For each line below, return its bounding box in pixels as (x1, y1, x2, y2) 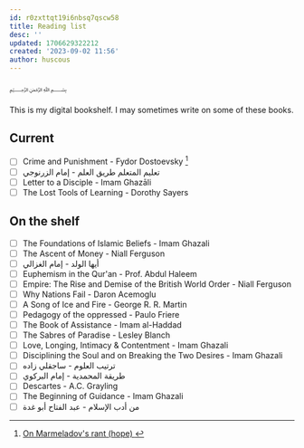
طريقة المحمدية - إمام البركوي (22, 370, 126, 381)
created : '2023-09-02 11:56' (9, 47, 119, 56)
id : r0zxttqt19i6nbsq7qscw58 (9, 13, 119, 23)
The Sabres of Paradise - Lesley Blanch (22, 329, 170, 340)
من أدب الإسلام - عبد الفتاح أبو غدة (22, 401, 140, 412)
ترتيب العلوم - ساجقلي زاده (22, 360, 116, 371)
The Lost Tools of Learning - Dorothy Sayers (22, 186, 189, 197)
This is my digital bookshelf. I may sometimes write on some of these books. (9, 105, 294, 115)
